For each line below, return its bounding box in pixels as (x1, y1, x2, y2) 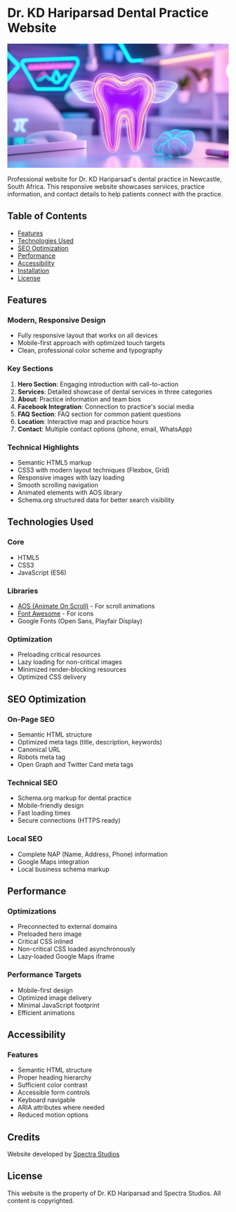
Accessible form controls (17, 1088, 91, 1097)
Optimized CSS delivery (17, 673, 86, 681)
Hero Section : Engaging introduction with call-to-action (17, 380, 179, 388)
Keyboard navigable (17, 1096, 76, 1104)
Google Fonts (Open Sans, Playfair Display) (17, 617, 143, 625)
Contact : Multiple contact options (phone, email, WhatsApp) (17, 425, 192, 433)
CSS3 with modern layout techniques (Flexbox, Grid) (17, 466, 170, 475)
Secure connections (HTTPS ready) (17, 816, 121, 825)
